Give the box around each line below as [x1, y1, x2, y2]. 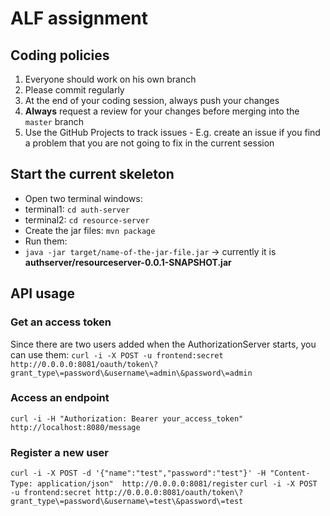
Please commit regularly [24, 84, 125, 96]
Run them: [24, 235, 68, 247]
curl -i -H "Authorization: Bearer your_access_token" [10, 413, 244, 424]
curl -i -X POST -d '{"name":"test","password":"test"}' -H [10, 468, 267, 479]
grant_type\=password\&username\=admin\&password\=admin [10, 368, 253, 378]
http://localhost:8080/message [10, 422, 141, 432]
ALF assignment [10, 7, 149, 30]
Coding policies [10, 47, 110, 64]
